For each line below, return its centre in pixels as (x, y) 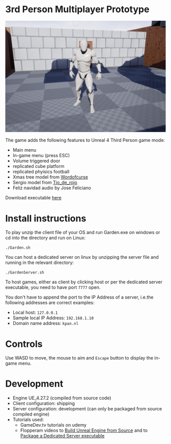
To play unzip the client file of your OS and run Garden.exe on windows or (83, 232)
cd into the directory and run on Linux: (45, 238)
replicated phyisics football (41, 172)
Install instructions (46, 218)
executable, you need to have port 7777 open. (53, 287)
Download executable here (34, 198)
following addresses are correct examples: (50, 303)
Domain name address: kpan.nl (46, 323)
